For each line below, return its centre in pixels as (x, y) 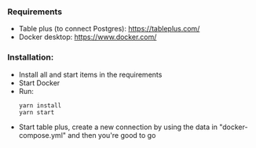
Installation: (31, 57)
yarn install (40, 105)
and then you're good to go (112, 135)
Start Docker (39, 83)
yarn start (37, 112)
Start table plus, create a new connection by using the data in (118, 127)
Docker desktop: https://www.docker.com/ (88, 37)
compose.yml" (42, 135)
